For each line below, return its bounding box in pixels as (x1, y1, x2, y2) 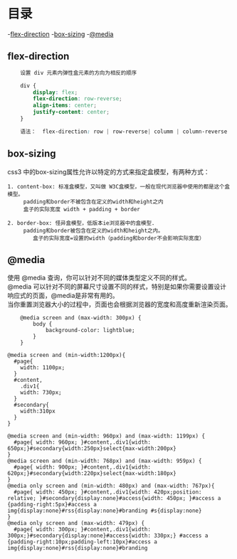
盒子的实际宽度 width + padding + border (23, 206, 141, 213)
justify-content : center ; (33, 109, 110, 116)
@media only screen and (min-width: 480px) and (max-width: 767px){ (7, 482, 215, 490)
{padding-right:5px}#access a (7, 501, 98, 509)
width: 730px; (20, 389, 62, 396)
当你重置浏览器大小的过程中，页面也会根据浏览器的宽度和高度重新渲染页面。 (7, 300, 232, 309)
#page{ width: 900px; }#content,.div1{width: (14, 464, 152, 471)
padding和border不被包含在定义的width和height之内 (23, 198, 164, 206)
